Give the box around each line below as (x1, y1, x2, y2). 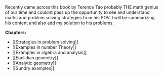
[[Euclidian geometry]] (12, 55, 58, 61)
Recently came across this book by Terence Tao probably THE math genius (5, 4, 159, 10)
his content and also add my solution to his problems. (5, 20, 114, 26)
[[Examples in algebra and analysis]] (12, 49, 87, 55)
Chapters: (5, 30, 26, 35)
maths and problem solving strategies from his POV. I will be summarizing (5, 15, 155, 20)
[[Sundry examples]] (12, 65, 54, 71)
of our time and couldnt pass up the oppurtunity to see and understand (5, 9, 150, 15)
